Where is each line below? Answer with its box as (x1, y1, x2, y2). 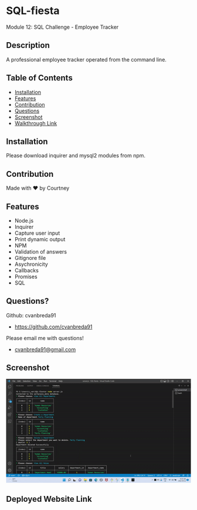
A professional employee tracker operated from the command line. (6, 56, 167, 63)
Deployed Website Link (6, 494, 92, 504)
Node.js (14, 217, 34, 224)
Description (6, 40, 50, 50)
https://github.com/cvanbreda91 (14, 323, 93, 330)
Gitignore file (14, 255, 46, 261)
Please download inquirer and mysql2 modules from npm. (6, 152, 145, 159)
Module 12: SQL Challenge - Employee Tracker (6, 23, 119, 30)
